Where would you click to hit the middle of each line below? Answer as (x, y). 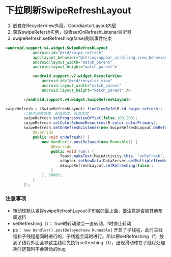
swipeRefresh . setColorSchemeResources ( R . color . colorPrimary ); (91, 123)
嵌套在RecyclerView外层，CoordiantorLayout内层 (64, 25)
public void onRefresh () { (61, 137)
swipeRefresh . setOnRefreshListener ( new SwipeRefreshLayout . (89, 128)
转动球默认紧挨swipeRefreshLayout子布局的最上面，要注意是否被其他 (85, 211)
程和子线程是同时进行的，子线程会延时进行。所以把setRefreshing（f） (86, 236)
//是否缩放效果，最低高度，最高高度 (56, 113)
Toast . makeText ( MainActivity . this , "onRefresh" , (112, 156)
